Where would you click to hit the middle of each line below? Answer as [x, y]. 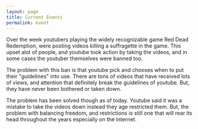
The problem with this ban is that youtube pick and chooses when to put [95, 70]
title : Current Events [34, 17]
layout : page [22, 12]
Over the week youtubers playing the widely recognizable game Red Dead [98, 40]
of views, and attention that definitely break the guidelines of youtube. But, [98, 83]
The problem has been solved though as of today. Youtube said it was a [94, 100]
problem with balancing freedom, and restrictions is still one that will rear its [99, 113]
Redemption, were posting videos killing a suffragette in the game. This [94, 46]
